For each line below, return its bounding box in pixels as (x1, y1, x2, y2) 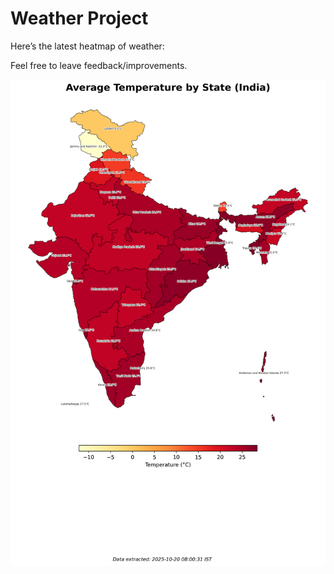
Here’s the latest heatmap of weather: (10, 40, 165, 52)
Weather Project (10, 7, 149, 30)
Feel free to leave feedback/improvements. (10, 59, 188, 71)
